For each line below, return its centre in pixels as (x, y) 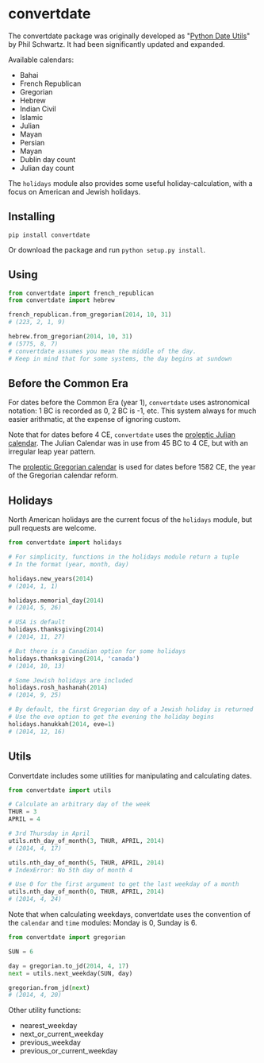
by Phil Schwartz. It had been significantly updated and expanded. (117, 44)
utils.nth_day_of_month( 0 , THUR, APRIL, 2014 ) (86, 892)
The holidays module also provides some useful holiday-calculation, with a (130, 183)
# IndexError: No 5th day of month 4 (71, 870)
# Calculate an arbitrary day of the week (79, 804)
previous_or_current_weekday (69, 1051)
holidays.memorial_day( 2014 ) (56, 601)
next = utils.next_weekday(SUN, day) (71, 973)
